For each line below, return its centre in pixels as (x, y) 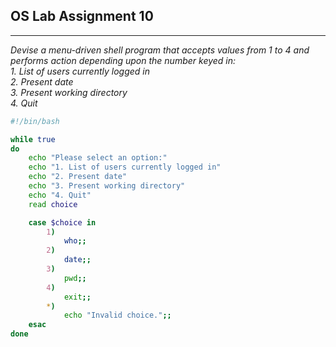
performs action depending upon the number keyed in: (123, 60)
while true (33, 139)
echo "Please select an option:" (98, 158)
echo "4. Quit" (60, 195)
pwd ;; (75, 278)
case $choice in (62, 222)
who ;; (75, 241)
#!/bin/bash (35, 121)
